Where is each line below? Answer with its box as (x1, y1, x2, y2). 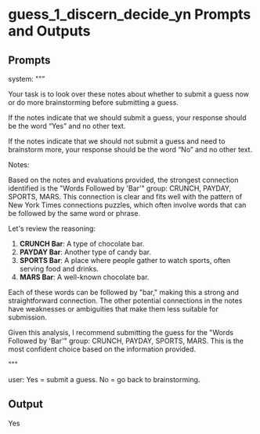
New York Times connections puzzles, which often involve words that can (8, 200, 247, 210)
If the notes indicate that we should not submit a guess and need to (8, 137, 226, 146)
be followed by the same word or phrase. (8, 209, 141, 217)
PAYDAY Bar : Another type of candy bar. (19, 247, 151, 257)
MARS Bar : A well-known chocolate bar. (19, 272, 150, 282)
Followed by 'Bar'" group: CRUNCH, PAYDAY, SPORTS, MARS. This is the (8, 336, 244, 345)
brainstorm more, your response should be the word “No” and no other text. (8, 145, 253, 154)
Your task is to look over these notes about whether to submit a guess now (8, 89, 249, 99)
